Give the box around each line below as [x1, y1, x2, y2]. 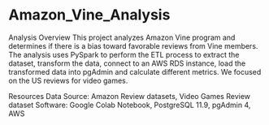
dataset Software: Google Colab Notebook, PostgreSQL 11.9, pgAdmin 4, [8, 100, 251, 110]
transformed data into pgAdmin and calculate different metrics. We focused [8, 67, 262, 76]
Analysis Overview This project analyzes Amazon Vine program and [8, 32, 236, 42]
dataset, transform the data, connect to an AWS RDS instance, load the [8, 58, 246, 68]
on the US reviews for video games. [8, 75, 128, 85]
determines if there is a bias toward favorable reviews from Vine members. [8, 41, 258, 50]
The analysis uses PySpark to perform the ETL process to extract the [8, 50, 240, 59]
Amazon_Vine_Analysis [8, 6, 171, 24]
